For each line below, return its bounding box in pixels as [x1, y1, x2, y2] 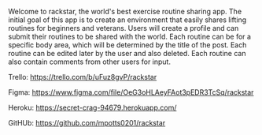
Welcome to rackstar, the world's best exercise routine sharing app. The [8, 7, 242, 16]
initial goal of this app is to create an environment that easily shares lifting [8, 15, 247, 24]
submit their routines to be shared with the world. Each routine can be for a [8, 32, 252, 41]
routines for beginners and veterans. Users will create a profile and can [8, 24, 239, 32]
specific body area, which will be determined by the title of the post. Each [8, 40, 247, 50]
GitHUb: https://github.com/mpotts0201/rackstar [8, 118, 166, 127]
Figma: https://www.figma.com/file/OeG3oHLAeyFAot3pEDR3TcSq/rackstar [8, 88, 254, 97]
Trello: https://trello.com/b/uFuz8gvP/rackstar [8, 73, 157, 81]
